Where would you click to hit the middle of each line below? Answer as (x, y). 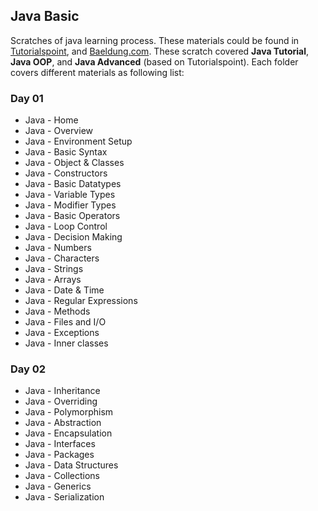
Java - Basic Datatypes (73, 184)
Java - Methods (57, 311)
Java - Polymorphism (69, 412)
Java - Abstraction (63, 423)
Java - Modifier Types (70, 205)
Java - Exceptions (62, 333)
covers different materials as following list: (97, 72)
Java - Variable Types (70, 195)
